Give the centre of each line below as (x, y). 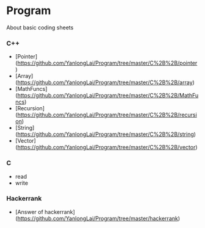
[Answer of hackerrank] (45, 212)
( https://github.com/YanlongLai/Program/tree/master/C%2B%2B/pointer (106, 63)
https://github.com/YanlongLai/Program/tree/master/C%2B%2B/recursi (107, 115)
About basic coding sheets (40, 27)
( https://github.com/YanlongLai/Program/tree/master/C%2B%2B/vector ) (106, 148)
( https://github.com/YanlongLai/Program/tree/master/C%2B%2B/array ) (105, 82)
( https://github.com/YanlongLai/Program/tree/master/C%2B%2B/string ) (106, 134)
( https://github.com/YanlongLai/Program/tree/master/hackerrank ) (98, 218)
